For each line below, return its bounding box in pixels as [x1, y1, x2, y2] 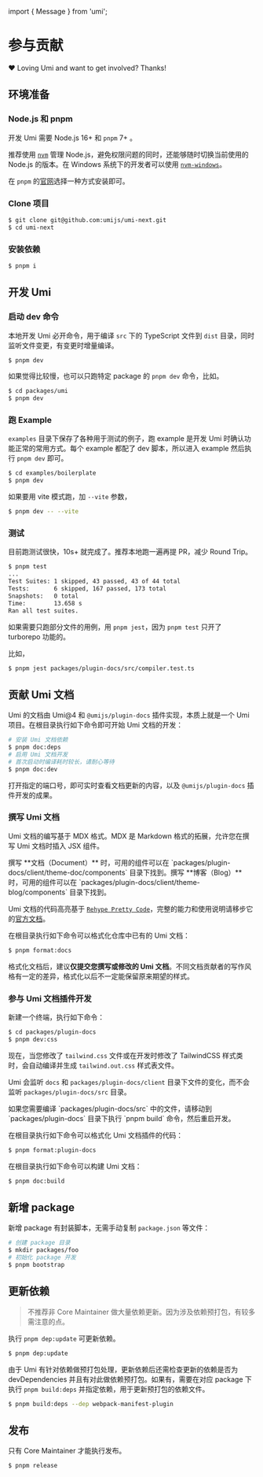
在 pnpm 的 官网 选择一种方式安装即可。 [8, 176, 130, 186]
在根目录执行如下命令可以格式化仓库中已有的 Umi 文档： [8, 931, 190, 940]
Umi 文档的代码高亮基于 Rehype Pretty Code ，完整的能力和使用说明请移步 [8, 904, 247, 913]
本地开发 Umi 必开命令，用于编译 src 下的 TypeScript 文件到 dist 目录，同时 [8, 331, 255, 340]
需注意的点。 [27, 1316, 69, 1326]
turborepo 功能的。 [8, 631, 71, 641]
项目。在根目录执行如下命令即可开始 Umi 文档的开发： [8, 720, 183, 730]
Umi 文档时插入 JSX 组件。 [16, 841, 104, 850]
